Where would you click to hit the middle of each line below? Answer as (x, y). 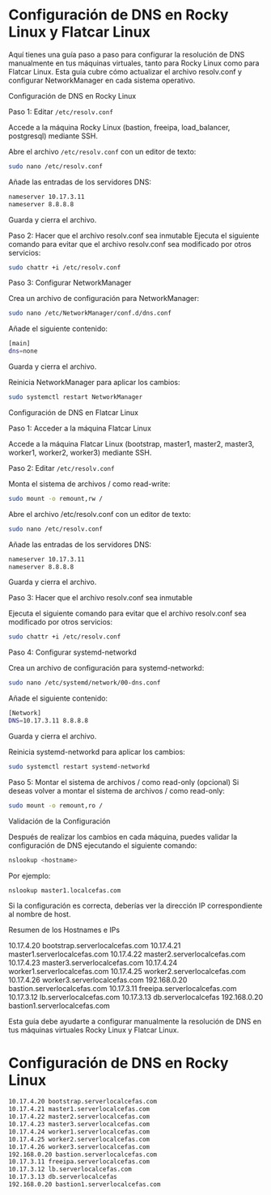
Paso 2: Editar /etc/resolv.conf (61, 468)
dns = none (23, 351)
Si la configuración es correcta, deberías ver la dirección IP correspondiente (135, 906)
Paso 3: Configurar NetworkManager (70, 283)
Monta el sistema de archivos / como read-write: (89, 484)
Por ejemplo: (30, 875)
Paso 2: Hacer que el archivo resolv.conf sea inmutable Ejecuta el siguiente (134, 235)
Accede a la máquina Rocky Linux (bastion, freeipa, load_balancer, (119, 127)
